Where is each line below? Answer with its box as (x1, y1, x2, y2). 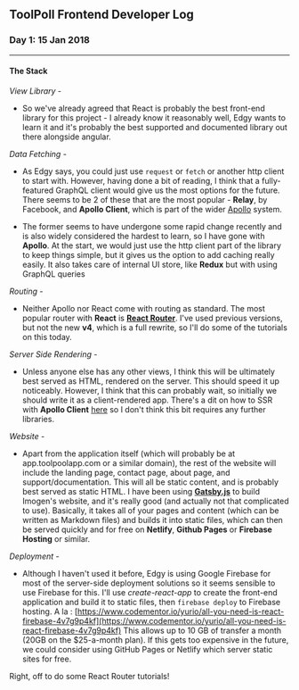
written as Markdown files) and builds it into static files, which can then (21, 514, 283, 525)
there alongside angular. (21, 131, 111, 142)
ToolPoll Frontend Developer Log (9, 7, 194, 22)
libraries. (21, 413, 55, 424)
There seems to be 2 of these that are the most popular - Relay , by (21, 194, 268, 204)
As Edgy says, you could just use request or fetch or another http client (21, 165, 285, 177)
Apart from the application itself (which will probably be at (21, 448, 236, 459)
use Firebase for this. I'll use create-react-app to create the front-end (21, 586, 278, 597)
